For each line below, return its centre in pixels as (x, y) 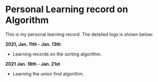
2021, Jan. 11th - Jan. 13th (33, 44)
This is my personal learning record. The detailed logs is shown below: (80, 34)
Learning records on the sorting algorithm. (57, 54)
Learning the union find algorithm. (48, 74)
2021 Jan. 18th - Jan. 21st (33, 64)
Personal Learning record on (67, 9)
